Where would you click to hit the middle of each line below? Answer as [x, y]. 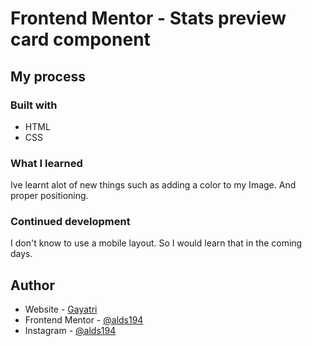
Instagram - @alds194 [70, 331]
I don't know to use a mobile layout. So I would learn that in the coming [156, 243]
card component [80, 39]
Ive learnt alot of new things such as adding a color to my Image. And [153, 185]
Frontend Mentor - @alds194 [84, 320]
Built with [34, 105]
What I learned [46, 163]
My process [48, 76]
